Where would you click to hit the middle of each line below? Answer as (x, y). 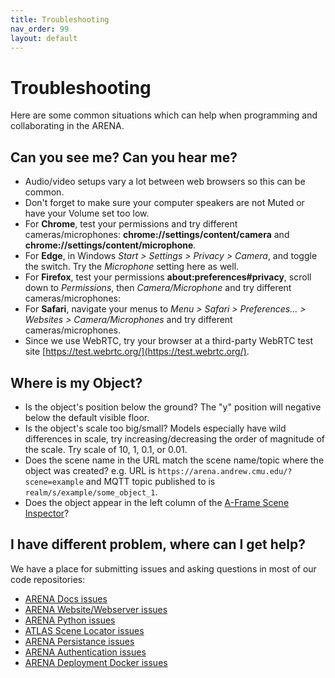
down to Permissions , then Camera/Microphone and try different (158, 288)
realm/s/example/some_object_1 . (91, 492)
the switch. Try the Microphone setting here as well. (132, 267)
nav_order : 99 (40, 29)
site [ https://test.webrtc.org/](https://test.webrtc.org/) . (137, 352)
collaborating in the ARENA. (67, 126)
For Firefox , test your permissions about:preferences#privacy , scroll (168, 277)
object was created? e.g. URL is (90, 470)
